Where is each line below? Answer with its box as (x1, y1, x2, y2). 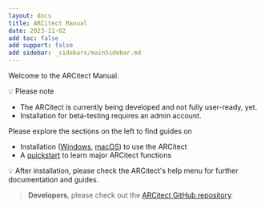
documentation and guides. (8, 175, 99, 184)
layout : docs (8, 11, 52, 20)
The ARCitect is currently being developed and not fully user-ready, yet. (19, 102, 258, 112)
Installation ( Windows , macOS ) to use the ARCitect (19, 142, 187, 151)
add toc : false (8, 34, 59, 42)
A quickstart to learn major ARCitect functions (19, 150, 172, 160)
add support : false (8, 42, 74, 50)
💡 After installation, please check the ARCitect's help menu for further (8, 166, 239, 175)
